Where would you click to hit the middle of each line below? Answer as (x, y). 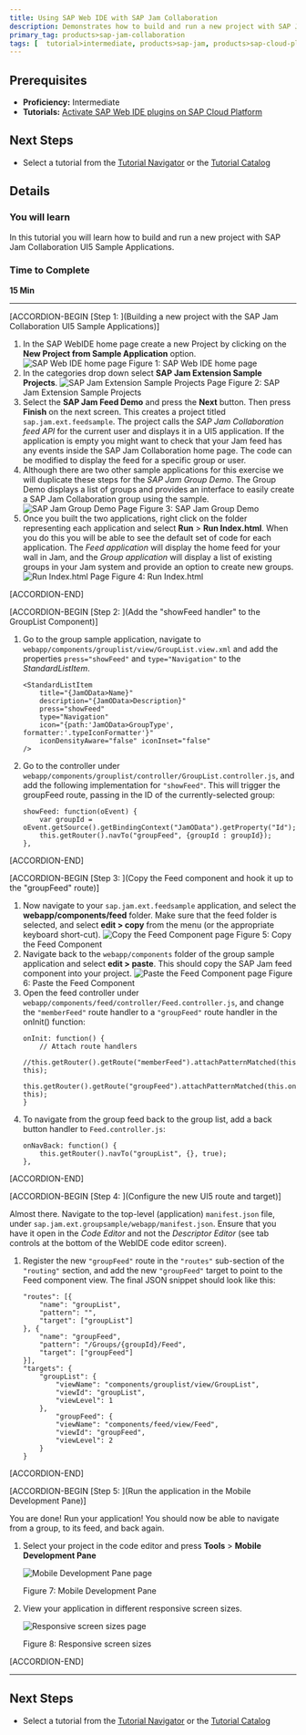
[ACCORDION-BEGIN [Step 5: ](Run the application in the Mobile (130, 1491)
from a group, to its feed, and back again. (87, 1528)
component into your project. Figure (158, 973)
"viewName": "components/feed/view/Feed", (138, 1424)
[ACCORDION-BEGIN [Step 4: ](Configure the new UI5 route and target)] (146, 1196)
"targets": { (47, 1368)
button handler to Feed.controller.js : (94, 1128)
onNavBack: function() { (70, 1146)
